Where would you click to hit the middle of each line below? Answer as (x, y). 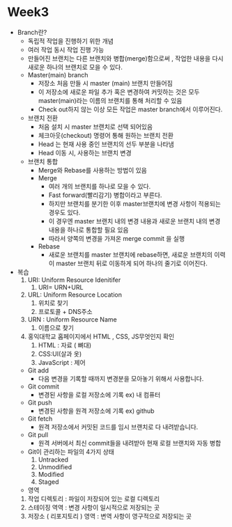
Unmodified (55, 466)
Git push (40, 402)
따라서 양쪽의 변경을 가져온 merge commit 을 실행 (117, 238)
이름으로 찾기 (56, 327)
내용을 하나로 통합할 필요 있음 (88, 230)
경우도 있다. (64, 212)
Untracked (53, 459)
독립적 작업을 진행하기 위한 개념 (70, 41)
